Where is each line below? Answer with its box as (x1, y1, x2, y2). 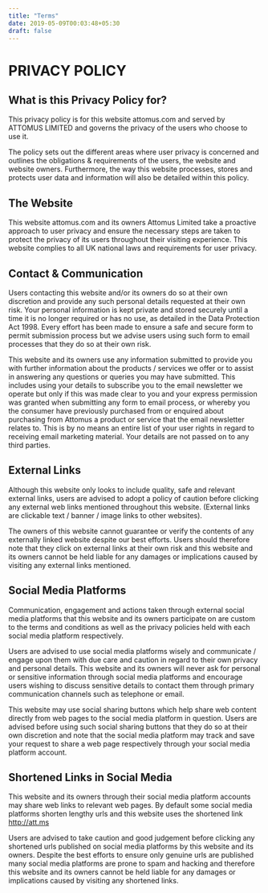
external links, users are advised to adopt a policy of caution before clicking (8, 493, 259, 503)
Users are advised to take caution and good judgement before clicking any (8, 833, 255, 843)
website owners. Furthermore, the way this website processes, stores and (8, 164, 253, 174)
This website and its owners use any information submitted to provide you (8, 355, 253, 364)
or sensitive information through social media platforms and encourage (8, 672, 243, 681)
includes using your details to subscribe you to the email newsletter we (8, 381, 243, 390)
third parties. (8, 440, 51, 450)
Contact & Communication (8, 266, 144, 280)
